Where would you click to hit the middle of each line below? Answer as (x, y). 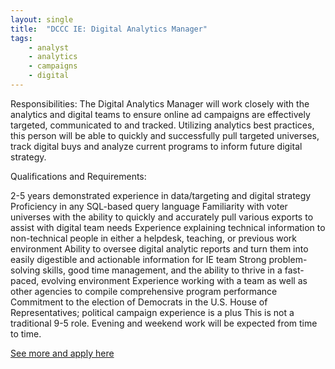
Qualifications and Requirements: (78, 176)
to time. (26, 333)
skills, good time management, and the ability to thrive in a (162, 270)
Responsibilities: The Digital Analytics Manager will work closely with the (160, 103)
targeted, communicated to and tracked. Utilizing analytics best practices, (162, 125)
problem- (288, 259)
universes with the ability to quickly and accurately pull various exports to (162, 217)
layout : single (42, 19)
